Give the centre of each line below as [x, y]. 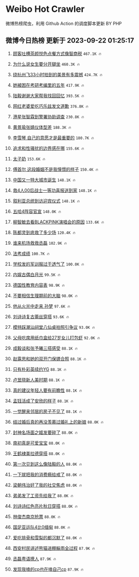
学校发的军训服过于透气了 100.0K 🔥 [48, 264]
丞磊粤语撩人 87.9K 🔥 [34, 559]
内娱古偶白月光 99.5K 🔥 [36, 274]
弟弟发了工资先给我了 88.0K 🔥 [43, 495]
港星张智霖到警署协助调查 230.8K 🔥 [48, 116]
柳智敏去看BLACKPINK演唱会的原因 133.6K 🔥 [58, 222]
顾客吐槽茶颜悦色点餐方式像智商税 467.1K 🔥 [57, 53]
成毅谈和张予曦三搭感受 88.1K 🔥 [45, 348]
